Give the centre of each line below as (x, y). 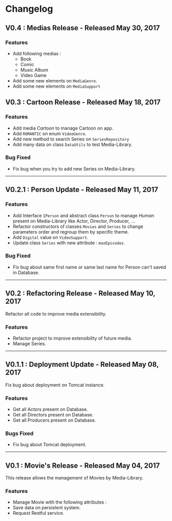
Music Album (34, 70)
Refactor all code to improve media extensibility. (56, 314)
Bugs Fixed (19, 433)
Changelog (29, 9)
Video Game (34, 75)
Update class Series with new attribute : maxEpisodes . (69, 243)
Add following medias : (37, 53)
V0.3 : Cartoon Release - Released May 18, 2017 (83, 102)
